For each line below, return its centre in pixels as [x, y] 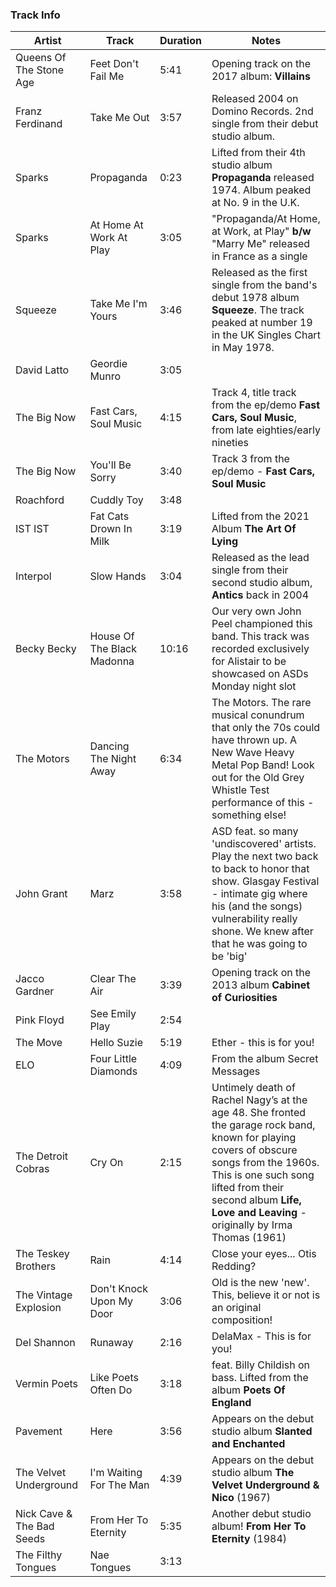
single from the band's [264, 285]
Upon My [111, 1301]
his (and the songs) [257, 906]
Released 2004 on [255, 99]
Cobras [32, 1169]
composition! [242, 1320]
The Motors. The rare [261, 703]
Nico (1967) [241, 1498]
